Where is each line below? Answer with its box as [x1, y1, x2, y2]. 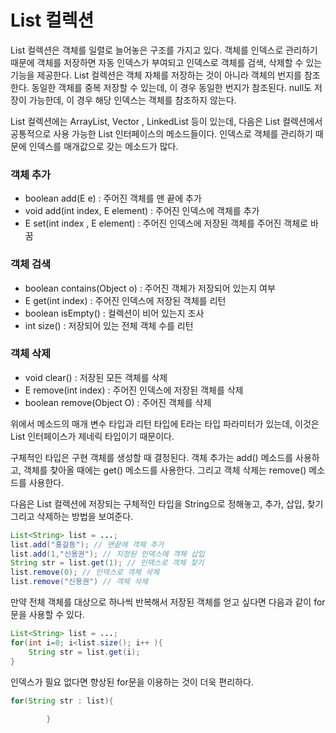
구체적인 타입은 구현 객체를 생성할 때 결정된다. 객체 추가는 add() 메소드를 [10, 451, 294, 463]
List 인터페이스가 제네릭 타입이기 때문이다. [10, 430, 175, 442]
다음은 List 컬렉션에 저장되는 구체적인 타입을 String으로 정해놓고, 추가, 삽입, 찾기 [10, 497, 324, 510]
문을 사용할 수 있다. [10, 609, 85, 621]
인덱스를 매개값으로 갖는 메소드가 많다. [28, 140, 179, 152]
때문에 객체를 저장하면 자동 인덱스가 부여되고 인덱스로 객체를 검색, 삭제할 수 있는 [10, 56, 323, 68]
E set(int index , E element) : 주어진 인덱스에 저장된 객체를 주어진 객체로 [24, 217, 308, 230]
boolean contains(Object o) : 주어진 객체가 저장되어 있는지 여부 [24, 282, 276, 294]
